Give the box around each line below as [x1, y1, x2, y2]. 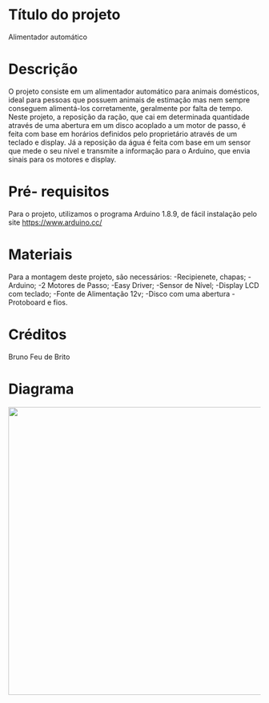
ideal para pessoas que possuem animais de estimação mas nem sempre [8, 94, 251, 105]
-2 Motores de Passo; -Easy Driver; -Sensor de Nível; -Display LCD [38, 280, 259, 290]
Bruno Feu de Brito [8, 352, 70, 361]
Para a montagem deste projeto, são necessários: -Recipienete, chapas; [8, 272, 247, 282]
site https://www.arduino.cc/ [8, 218, 102, 227]
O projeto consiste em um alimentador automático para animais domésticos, [8, 86, 260, 96]
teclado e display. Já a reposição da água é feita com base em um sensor [8, 138, 251, 147]
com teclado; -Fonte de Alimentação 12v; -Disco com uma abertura [8, 289, 231, 298]
